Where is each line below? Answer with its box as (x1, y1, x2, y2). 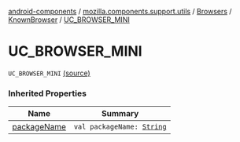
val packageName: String (73, 122, 167, 132)
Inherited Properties (8, 88, 87, 99)
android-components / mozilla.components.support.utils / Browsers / (8, 7, 232, 16)
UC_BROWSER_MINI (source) (8, 68, 90, 78)
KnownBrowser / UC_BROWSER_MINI (8, 15, 130, 24)
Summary (101, 108, 139, 119)
